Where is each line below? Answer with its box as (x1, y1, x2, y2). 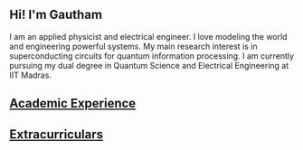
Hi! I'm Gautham (9, 7, 102, 23)
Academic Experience (9, 96, 137, 111)
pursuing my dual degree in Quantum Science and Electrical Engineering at (9, 60, 289, 70)
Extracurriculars (9, 127, 104, 142)
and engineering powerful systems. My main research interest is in (9, 41, 258, 52)
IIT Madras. (9, 70, 52, 80)
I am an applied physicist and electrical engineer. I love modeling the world (9, 31, 288, 42)
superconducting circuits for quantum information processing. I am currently (9, 50, 295, 61)
